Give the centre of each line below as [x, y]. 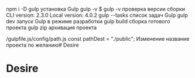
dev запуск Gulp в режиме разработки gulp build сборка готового [88, 21]
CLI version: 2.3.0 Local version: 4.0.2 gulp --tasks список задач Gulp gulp [97, 15]
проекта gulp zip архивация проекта [52, 27]
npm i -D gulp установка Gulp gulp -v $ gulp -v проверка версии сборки [96, 9]
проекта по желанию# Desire [42, 45]
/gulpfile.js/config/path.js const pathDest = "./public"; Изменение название [98, 39]
